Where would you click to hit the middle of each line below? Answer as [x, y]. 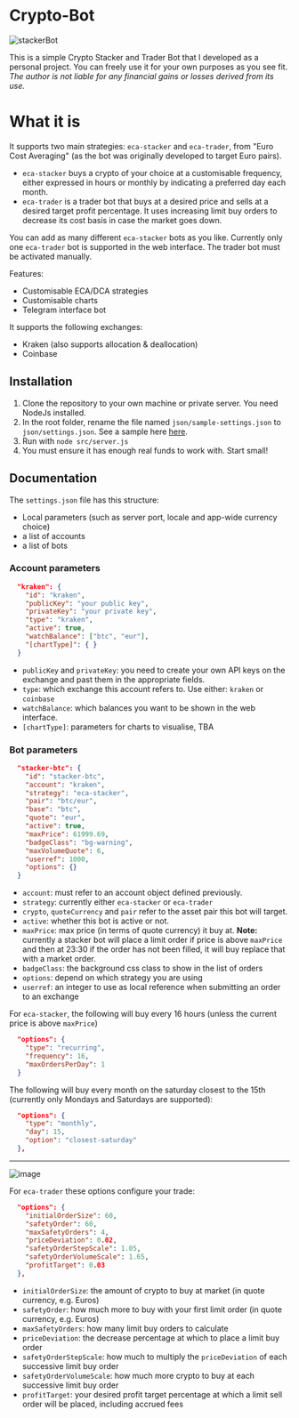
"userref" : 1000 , [57, 859]
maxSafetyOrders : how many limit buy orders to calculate [125, 1328]
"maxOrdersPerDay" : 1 [65, 1064]
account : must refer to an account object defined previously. [132, 893]
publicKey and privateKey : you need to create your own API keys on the [154, 670]
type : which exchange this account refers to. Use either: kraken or [143, 689]
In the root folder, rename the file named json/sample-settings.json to [152, 422]
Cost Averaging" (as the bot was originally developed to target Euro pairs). [145, 156]
